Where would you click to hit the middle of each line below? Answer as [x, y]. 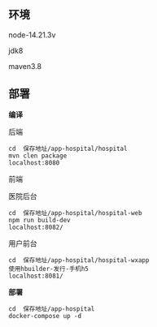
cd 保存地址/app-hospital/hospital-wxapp [79, 260]
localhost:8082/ [36, 228]
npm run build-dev [39, 221]
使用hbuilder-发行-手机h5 [49, 269]
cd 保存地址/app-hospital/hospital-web [75, 213]
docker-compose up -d [45, 316]
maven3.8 [25, 66]
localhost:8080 [34, 163]
